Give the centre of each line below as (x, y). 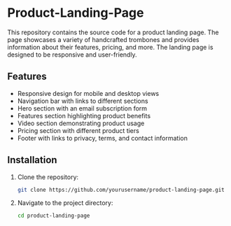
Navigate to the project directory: (65, 203)
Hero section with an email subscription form (82, 108)
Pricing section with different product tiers (78, 130)
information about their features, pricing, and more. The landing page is (110, 47)
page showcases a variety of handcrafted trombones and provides (103, 39)
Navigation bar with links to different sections (83, 101)
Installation (32, 160)
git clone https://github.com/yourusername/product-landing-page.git (121, 190)
